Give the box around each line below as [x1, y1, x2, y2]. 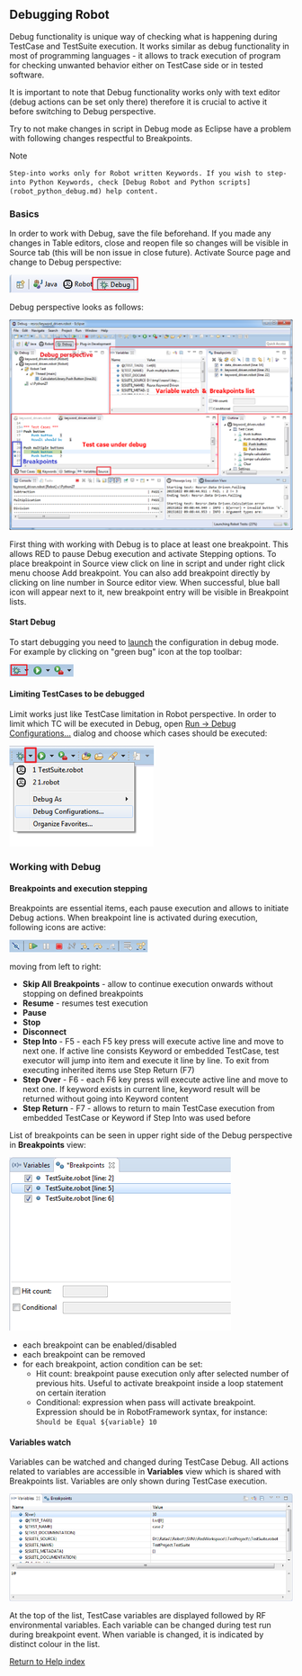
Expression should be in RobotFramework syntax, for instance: [35, 1407, 268, 1418]
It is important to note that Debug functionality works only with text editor [9, 86, 280, 97]
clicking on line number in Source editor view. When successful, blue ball [9, 577, 280, 587]
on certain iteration [35, 1387, 106, 1398]
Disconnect [22, 1026, 67, 1037]
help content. [105, 186, 159, 196]
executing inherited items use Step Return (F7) [22, 1065, 195, 1076]
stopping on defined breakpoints [22, 989, 144, 999]
